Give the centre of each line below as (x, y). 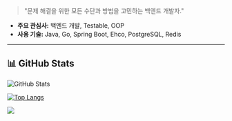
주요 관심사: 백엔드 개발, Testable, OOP (70, 26)
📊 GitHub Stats (41, 64)
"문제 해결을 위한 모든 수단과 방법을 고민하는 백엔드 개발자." (104, 11)
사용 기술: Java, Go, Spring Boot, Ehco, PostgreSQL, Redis (99, 34)
